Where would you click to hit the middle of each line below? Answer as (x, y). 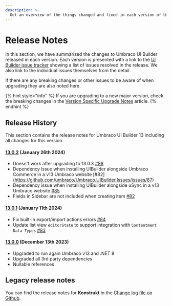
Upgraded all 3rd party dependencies (52, 258)
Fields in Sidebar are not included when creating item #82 (74, 196)
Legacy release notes (40, 280)
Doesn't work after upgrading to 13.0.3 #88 (58, 164)
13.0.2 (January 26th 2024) (35, 152)
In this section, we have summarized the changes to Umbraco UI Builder (81, 54)
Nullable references (34, 264)
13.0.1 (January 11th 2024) (34, 208)
